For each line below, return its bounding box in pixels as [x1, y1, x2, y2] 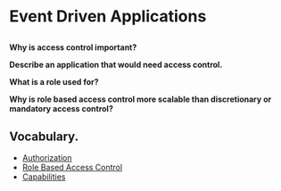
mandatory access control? [9, 103, 113, 113]
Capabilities [21, 171, 66, 182]
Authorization [21, 153, 73, 163]
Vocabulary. [9, 129, 79, 144]
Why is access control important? [9, 42, 137, 53]
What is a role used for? [9, 76, 100, 87]
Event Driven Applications [9, 6, 207, 27]
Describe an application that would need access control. [9, 59, 223, 70]
